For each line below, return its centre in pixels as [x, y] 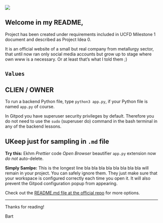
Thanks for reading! [25, 206]
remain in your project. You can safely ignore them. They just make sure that [81, 173]
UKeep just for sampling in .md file [57, 142]
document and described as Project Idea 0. [48, 39]
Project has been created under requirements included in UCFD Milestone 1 [80, 34]
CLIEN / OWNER [30, 90]
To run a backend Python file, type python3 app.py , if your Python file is [76, 102]
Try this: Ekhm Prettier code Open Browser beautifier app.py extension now [81, 153]
